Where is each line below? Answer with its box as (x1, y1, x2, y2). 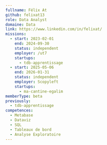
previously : (5, 98, 31, 103)
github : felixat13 (5, 12, 45, 17)
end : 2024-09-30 (14, 41, 50, 46)
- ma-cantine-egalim (19, 88, 63, 94)
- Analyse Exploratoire (10, 132, 61, 137)
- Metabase (10, 113, 33, 118)
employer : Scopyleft (14, 79, 59, 84)
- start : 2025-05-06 (10, 65, 54, 70)
